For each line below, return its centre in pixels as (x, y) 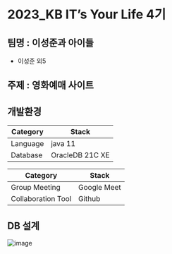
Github (90, 199)
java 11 (63, 144)
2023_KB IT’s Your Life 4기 (87, 14)
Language (27, 144)
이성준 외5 (32, 61)
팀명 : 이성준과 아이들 (50, 43)
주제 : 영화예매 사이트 (50, 85)
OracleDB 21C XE (80, 155)
